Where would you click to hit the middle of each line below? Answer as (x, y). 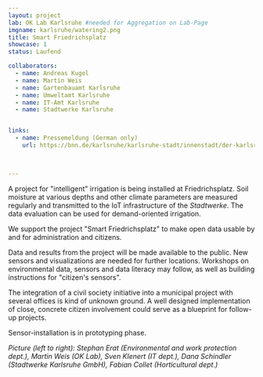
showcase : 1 (27, 45)
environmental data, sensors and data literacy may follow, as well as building (131, 269)
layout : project (34, 15)
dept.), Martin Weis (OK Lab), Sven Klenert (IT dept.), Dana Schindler (120, 356)
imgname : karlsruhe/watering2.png (65, 30)
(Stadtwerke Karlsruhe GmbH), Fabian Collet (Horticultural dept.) (113, 364)
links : (19, 131)
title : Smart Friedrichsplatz (58, 37)
